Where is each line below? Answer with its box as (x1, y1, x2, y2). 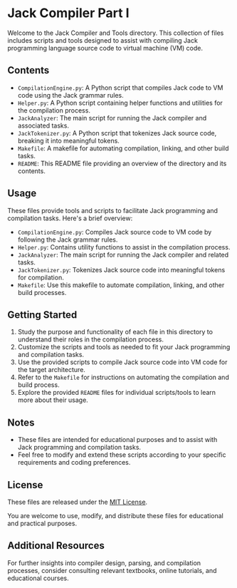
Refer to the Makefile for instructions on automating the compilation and (17, 373, 229, 382)
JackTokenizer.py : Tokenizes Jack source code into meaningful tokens (17, 265, 226, 274)
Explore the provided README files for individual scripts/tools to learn (17, 388, 216, 397)
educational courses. (7, 574, 69, 582)
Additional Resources (7, 540, 105, 552)
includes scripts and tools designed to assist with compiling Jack (7, 36, 198, 44)
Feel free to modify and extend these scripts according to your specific (17, 450, 226, 459)
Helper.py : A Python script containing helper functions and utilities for (17, 98, 223, 107)
